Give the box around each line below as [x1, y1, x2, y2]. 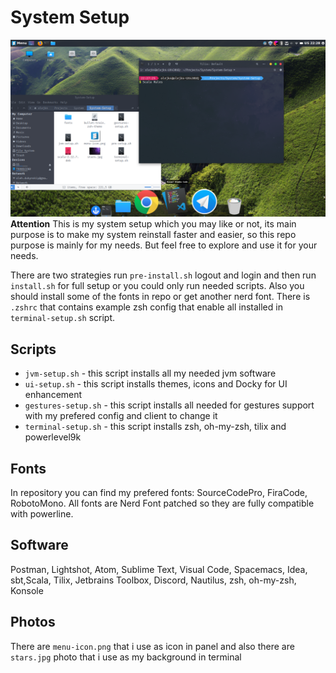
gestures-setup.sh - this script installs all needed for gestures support [24, 399, 315, 411]
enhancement [24, 389, 83, 401]
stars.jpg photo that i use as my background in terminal [10, 651, 242, 663]
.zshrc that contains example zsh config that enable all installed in [10, 301, 283, 313]
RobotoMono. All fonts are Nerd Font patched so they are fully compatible [10, 497, 315, 510]
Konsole [10, 584, 44, 596]
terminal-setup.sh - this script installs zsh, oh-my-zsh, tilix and [24, 421, 287, 433]
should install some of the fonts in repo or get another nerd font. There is [10, 291, 311, 303]
